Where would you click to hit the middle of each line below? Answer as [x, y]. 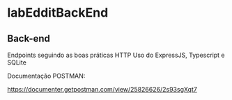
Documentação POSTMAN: [46, 76]
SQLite [17, 62]
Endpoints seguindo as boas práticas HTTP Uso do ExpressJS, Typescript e [116, 55]
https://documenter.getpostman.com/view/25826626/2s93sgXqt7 [102, 89]
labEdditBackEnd [58, 13]
